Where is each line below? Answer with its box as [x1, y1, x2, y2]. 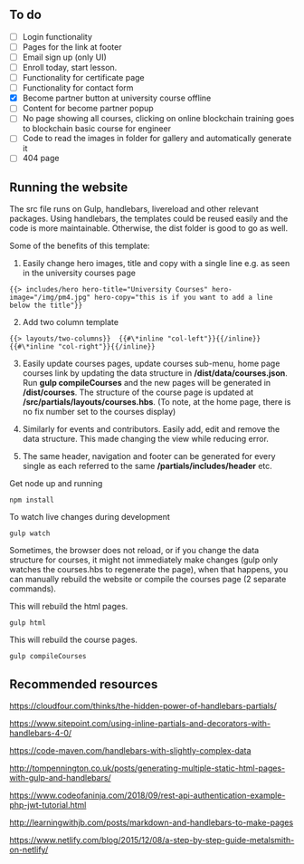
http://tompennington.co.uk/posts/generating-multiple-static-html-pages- [9, 763, 286, 773]
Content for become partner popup [22, 103, 154, 114]
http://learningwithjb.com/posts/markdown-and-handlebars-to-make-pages [9, 817, 294, 828]
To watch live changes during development [9, 512, 170, 523]
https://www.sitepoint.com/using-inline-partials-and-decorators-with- [9, 718, 271, 729]
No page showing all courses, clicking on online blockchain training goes [22, 113, 295, 124]
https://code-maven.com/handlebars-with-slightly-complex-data [9, 745, 252, 756]
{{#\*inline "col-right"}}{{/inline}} [9, 342, 156, 351]
